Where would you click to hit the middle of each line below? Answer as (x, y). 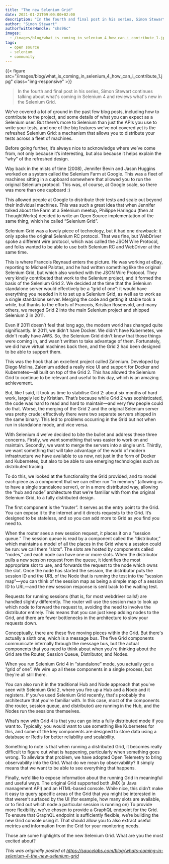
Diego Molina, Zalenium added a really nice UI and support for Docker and (82, 367)
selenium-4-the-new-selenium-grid (42, 856)
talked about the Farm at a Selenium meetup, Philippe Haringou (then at (79, 210)
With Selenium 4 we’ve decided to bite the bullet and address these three (81, 435)
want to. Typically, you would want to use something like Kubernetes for (80, 726)
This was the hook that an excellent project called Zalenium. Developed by (82, 362)
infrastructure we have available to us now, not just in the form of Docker (80, 456)
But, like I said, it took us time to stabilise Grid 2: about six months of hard (81, 393)
